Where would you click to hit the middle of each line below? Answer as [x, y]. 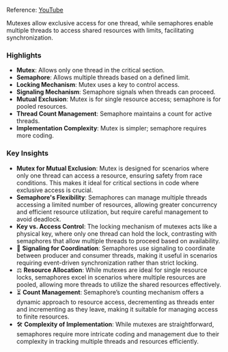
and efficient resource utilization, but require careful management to [112, 212]
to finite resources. [43, 316]
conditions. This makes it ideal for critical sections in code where [108, 182]
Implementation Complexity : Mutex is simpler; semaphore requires [111, 128]
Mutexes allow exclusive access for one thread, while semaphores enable [110, 23]
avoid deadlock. [39, 219]
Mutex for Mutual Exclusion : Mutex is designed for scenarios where [112, 168]
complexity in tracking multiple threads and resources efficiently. [108, 341]
